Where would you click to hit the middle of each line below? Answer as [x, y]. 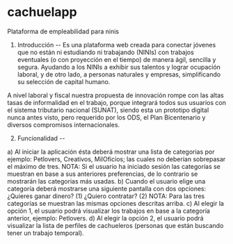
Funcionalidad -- [41, 138]
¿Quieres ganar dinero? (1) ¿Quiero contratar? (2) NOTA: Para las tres [106, 196]
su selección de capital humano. [64, 81]
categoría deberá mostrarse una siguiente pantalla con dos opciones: [107, 188]
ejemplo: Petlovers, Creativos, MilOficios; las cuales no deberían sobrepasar [116, 159]
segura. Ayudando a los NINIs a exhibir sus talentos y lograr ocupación [119, 67]
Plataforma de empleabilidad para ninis [63, 31]
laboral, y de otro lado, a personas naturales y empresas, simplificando [119, 74]
